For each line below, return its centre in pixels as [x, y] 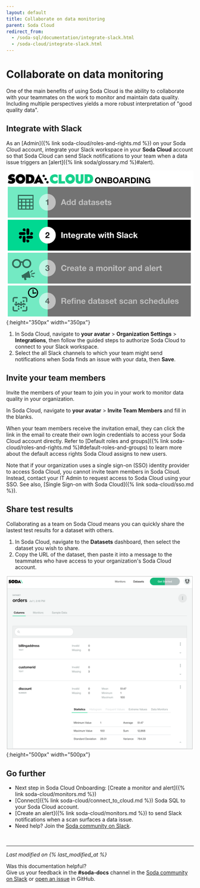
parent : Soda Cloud [30, 25]
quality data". [22, 110]
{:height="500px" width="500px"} [49, 755]
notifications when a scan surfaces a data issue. [74, 820]
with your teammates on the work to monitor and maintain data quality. [93, 97]
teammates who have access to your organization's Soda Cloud [93, 561]
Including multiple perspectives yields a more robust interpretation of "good [99, 103]
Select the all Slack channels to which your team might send [88, 353]
